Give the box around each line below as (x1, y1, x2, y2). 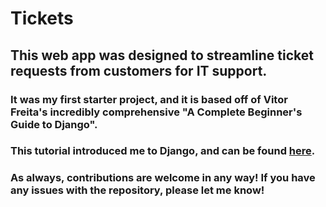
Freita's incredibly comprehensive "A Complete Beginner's (10, 105, 303, 119)
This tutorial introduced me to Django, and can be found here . (10, 144, 316, 158)
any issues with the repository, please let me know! (10, 183, 265, 197)
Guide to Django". (10, 117, 98, 131)
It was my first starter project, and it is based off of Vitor (10, 92, 288, 106)
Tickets (10, 7, 74, 30)
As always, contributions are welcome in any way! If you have (10, 171, 316, 185)
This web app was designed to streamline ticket (10, 47, 314, 64)
